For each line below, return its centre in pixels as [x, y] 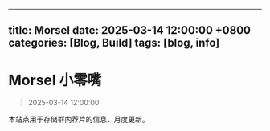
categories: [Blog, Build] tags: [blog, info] [114, 43]
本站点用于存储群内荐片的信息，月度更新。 [79, 119]
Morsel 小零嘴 [55, 80]
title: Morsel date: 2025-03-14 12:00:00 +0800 [130, 30]
